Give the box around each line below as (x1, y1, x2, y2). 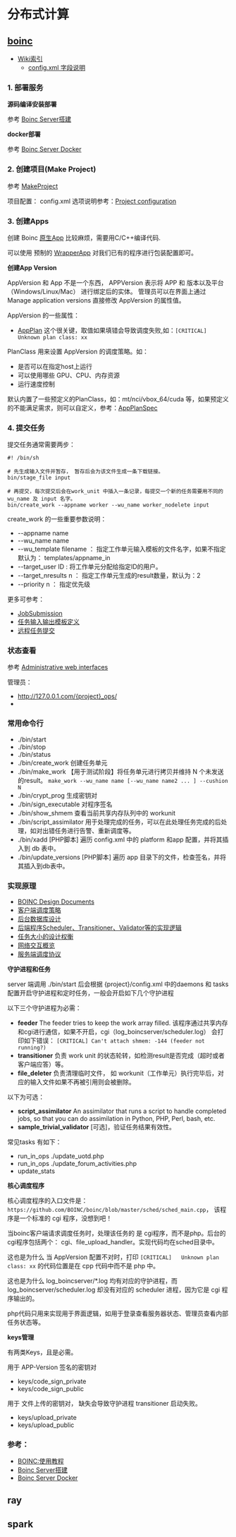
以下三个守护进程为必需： (7, 1004, 82, 1012)
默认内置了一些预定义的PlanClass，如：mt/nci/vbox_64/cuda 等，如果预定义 (7, 394, 229, 403)
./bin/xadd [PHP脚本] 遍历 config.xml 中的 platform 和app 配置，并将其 (17, 835, 223, 844)
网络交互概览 (17, 941, 55, 949)
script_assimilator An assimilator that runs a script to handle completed (17, 1107, 227, 1115)
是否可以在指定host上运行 (17, 362, 93, 370)
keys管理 (7, 1333, 35, 1342)
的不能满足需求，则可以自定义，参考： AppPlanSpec (7, 403, 158, 412)
